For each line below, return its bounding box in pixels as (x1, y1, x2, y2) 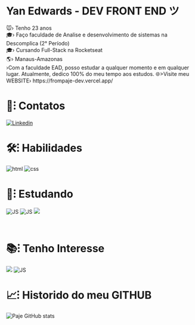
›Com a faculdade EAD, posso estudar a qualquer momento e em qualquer (6, 64, 190, 71)
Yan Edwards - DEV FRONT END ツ (6, 4, 180, 18)
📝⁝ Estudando (6, 188, 73, 201)
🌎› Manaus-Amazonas (6, 55, 63, 62)
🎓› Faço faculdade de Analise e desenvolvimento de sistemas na (6, 31, 168, 38)
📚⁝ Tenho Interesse (6, 241, 105, 255)
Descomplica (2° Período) (6, 39, 70, 47)
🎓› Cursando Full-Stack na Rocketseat (6, 46, 103, 53)
